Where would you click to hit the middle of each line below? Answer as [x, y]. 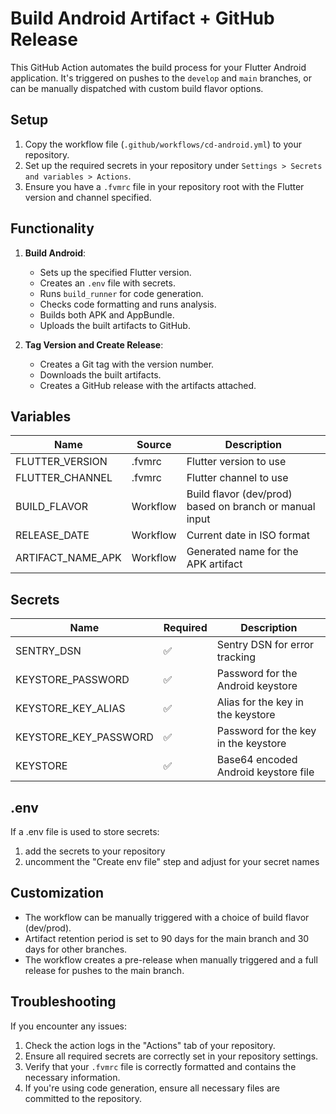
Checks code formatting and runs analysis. [128, 304]
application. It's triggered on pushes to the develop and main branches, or [161, 78]
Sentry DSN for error [265, 645]
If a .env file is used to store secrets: [85, 831]
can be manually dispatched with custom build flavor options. [137, 88]
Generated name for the [242, 552]
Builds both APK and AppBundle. [107, 314]
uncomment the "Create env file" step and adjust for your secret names [172, 861]
